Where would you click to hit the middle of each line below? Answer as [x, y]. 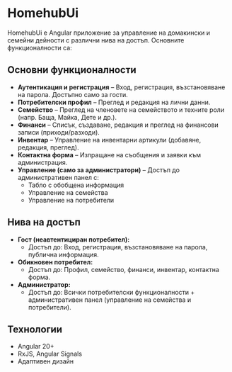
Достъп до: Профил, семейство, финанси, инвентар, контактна [123, 269]
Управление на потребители [71, 200]
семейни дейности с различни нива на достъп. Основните [96, 40]
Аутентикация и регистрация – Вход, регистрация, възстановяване [121, 87]
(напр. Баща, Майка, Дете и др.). [67, 117]
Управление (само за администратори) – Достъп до [99, 170]
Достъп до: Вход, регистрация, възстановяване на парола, [118, 247]
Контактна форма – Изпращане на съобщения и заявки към [109, 154]
